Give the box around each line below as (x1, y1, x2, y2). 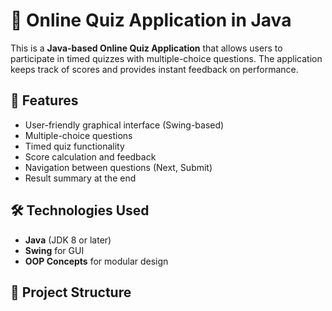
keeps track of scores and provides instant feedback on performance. (10, 63, 299, 75)
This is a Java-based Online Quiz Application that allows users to (10, 42, 283, 54)
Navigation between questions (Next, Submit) (24, 161, 213, 173)
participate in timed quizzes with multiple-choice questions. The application (10, 52, 323, 64)
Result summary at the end (24, 172, 137, 184)
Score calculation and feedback (24, 150, 157, 163)
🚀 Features (10, 92, 79, 109)
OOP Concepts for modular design (24, 255, 169, 267)
